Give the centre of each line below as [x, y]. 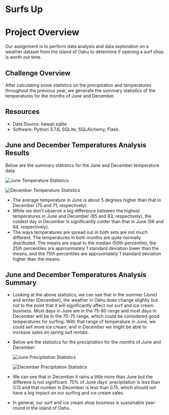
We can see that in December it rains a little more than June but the [82, 377]
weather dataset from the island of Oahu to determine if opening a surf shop [84, 52]
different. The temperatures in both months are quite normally [77, 237]
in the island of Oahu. [48, 408]
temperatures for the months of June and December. [60, 96]
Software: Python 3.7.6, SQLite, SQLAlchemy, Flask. [66, 129]
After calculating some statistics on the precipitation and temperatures [78, 85]
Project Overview [42, 33]
